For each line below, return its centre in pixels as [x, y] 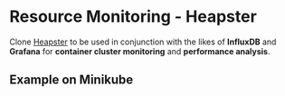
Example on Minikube [71, 80]
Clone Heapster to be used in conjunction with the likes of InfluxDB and [143, 42]
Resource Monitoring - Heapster [133, 17]
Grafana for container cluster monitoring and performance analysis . [140, 51]
